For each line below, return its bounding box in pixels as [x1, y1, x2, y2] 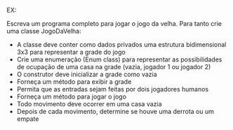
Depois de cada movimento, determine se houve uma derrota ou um [16, 108, 215, 115]
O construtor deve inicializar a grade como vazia [16, 70, 157, 78]
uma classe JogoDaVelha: [6, 27, 81, 35]
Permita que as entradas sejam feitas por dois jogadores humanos [16, 85, 208, 93]
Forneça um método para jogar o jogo [16, 92, 127, 101]
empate [16, 115, 39, 123]
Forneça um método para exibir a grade [16, 78, 132, 86]
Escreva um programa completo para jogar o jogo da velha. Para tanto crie [6, 20, 222, 27]
